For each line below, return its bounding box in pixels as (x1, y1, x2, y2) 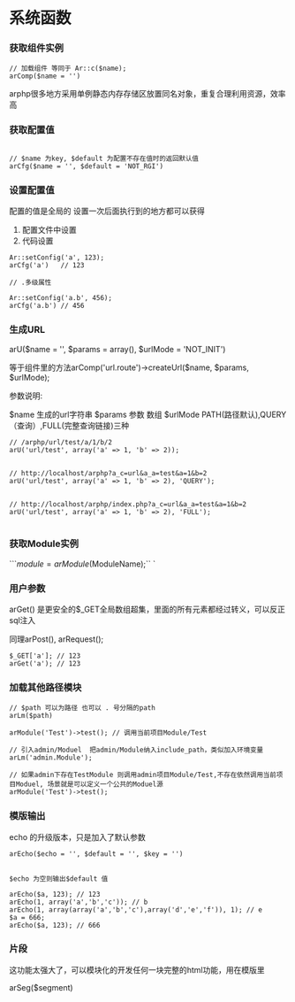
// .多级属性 (9, 278, 52, 288)
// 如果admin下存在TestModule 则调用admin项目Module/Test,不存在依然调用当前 (9, 771, 276, 780)
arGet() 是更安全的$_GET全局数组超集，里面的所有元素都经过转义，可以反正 (9, 604, 285, 614)
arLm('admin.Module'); (9, 753, 93, 762)
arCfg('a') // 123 (9, 261, 86, 270)
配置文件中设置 (21, 225, 77, 235)
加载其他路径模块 (9, 681, 82, 693)
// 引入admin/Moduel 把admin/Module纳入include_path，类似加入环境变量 (9, 745, 263, 755)
